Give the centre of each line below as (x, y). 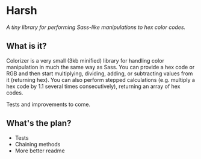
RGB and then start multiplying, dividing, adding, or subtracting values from (100, 73)
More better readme (40, 151)
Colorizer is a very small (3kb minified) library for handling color (85, 60)
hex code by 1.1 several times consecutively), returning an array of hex (93, 86)
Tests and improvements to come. (48, 104)
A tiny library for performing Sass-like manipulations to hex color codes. (96, 27)
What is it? (26, 46)
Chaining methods (38, 144)
